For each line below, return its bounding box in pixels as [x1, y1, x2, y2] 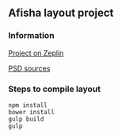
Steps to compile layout [8, 83, 101, 94]
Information [8, 30, 55, 41]
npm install [8, 101, 48, 109]
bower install [8, 108, 55, 116]
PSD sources [8, 63, 51, 73]
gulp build [8, 115, 44, 123]
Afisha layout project [8, 6, 114, 20]
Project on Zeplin [8, 48, 64, 58]
